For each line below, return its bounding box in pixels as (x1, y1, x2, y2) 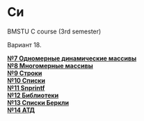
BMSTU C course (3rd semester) (7, 27, 102, 35)
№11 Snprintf (7, 83, 45, 92)
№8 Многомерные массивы (7, 61, 93, 70)
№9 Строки (7, 69, 42, 77)
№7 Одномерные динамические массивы (7, 54, 137, 63)
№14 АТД (7, 106, 35, 114)
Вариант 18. (7, 40, 42, 49)
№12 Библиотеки (7, 91, 59, 99)
